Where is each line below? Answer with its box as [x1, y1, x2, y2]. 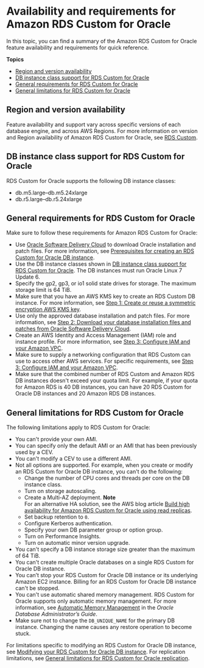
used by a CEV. [15, 449, 54, 456]
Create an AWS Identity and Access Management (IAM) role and [15, 332, 177, 339]
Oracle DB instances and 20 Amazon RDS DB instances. [15, 390, 157, 397]
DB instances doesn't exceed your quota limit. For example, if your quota [15, 377, 198, 385]
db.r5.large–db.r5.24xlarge [15, 195, 82, 202]
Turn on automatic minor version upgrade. [24, 539, 130, 547]
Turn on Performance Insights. [24, 533, 101, 540]
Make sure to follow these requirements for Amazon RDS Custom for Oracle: [6, 229, 198, 236]
